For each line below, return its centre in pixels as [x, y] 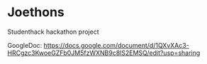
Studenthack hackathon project [53, 32]
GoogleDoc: [25, 45]
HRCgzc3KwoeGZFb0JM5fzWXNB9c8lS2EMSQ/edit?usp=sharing [104, 53]
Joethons [36, 12]
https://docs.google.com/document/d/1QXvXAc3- [116, 45]
